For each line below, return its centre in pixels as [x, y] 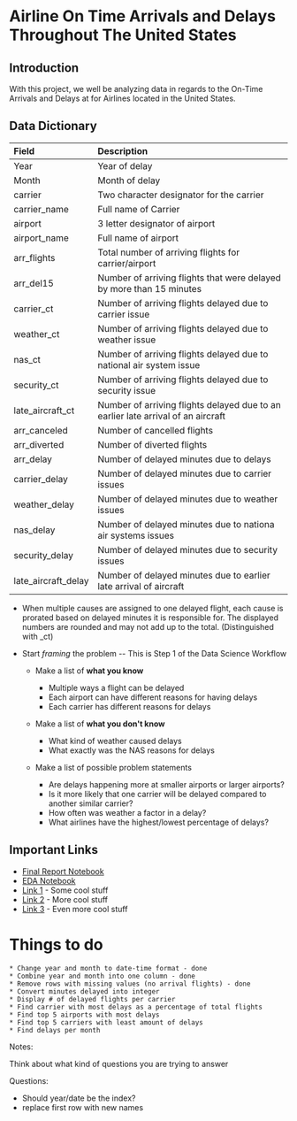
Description [122, 150]
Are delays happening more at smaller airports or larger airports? [166, 784]
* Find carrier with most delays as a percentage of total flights [136, 1007]
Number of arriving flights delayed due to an [189, 404]
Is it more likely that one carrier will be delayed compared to [157, 794]
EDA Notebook [49, 880]
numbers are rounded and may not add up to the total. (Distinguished [148, 626]
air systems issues [136, 535]
